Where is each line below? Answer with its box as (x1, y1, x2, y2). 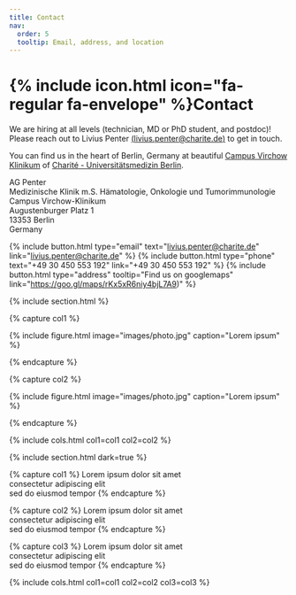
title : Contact (9, 12, 65, 22)
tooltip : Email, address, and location (17, 37, 164, 47)
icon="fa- (170, 76, 245, 96)
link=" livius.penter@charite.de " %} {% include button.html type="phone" (9, 251, 276, 261)
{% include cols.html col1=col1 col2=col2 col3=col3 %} (9, 577, 210, 588)
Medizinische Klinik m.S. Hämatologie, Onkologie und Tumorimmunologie (9, 187, 276, 197)
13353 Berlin (9, 214, 55, 226)
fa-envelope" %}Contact (66, 95, 254, 115)
